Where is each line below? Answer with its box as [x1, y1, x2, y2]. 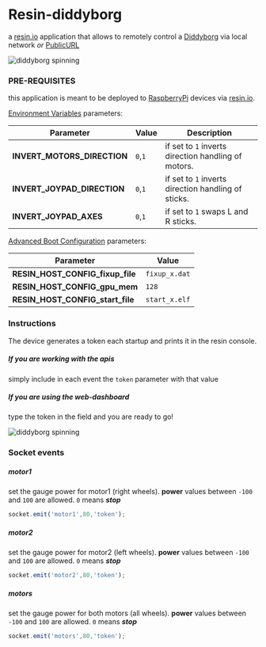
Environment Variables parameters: [8, 108, 123, 118]
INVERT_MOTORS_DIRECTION [12, 150, 128, 162]
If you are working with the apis [8, 354, 115, 363]
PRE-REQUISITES [8, 75, 76, 86]
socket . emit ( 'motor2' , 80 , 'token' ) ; [8, 572, 126, 580]
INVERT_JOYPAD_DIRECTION [12, 184, 125, 195]
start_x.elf [145, 295, 191, 304]
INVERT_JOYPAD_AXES [12, 211, 103, 223]
